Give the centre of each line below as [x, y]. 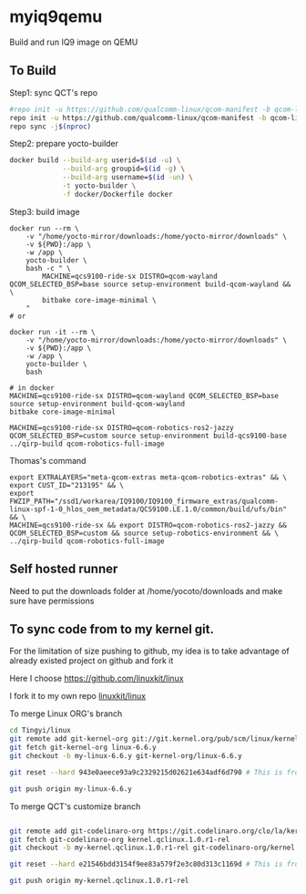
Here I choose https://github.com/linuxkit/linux [97, 678]
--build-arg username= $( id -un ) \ [128, 178]
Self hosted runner [64, 569]
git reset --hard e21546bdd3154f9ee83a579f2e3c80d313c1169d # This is [146, 864]
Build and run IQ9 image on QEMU [74, 42]
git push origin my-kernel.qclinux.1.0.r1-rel [99, 881]
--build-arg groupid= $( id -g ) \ [123, 169]
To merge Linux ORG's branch [66, 714]
